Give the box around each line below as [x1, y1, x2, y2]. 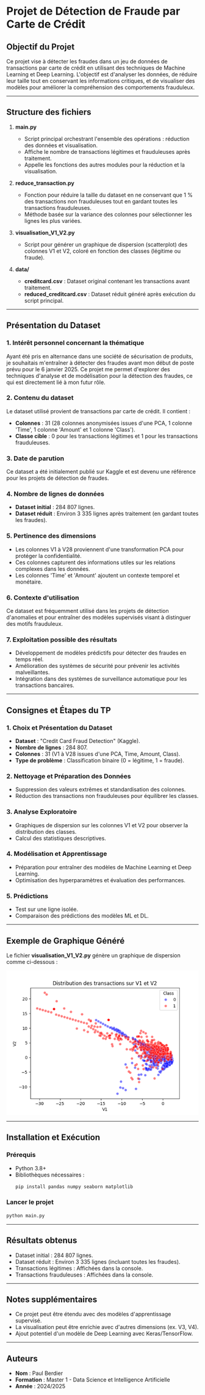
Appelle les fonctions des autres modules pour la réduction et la [24, 161, 185, 168]
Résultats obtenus [6, 1235, 77, 1246]
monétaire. [15, 578, 43, 585]
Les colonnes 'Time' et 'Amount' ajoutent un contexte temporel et [15, 571, 180, 579]
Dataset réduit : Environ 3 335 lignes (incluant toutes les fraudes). [15, 1258, 181, 1265]
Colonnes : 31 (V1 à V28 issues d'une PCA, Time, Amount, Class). [15, 750, 181, 758]
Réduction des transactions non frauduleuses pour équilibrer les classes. [15, 792, 199, 800]
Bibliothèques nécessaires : [15, 1171, 85, 1178]
